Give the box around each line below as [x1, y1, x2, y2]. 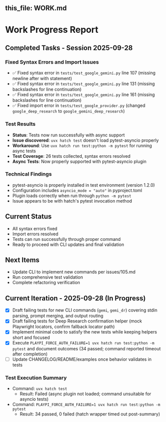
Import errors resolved [12, 231, 58, 237]
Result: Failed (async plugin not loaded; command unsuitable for [19, 391, 152, 397]
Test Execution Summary [5, 374, 67, 381]
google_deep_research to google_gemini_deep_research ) [12, 108, 125, 114]
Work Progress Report [5, 24, 99, 35]
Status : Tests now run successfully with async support [12, 132, 125, 138]
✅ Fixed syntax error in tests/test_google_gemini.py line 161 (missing [12, 92, 155, 98]
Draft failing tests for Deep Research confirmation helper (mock [12, 318, 142, 324]
